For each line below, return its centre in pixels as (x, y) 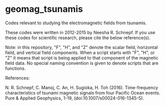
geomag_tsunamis (44, 9)
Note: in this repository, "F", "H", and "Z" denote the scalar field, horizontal (82, 47)
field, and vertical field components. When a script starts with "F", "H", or (80, 53)
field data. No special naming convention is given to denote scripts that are (82, 63)
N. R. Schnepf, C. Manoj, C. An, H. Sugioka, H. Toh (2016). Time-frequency (82, 87)
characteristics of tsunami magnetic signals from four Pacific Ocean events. (83, 93)
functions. (15, 68)
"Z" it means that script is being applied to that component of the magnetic (82, 57)
